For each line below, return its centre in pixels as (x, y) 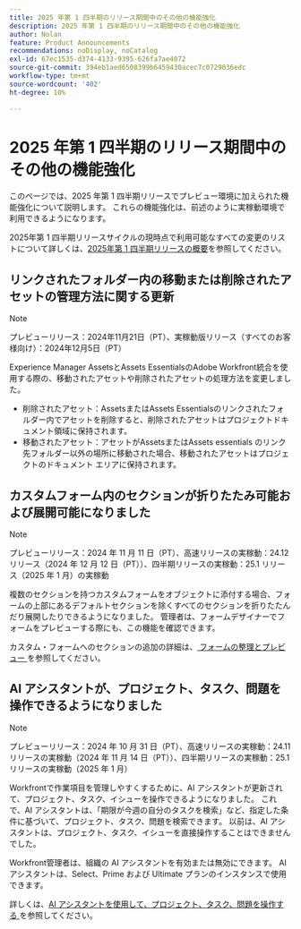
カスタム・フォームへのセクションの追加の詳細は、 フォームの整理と (136, 647)
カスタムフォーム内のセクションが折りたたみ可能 (144, 495)
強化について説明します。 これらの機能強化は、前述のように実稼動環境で (151, 208)
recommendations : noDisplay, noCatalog (84, 51)
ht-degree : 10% (38, 92)
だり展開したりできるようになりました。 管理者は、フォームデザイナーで (143, 617)
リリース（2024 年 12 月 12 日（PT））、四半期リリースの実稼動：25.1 (134, 564)
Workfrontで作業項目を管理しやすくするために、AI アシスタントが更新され (146, 788)
